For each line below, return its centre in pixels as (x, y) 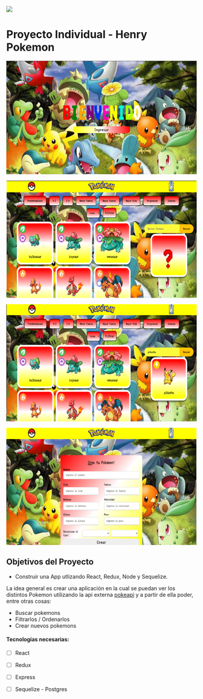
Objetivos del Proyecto (50, 562)
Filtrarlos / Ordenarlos (42, 619)
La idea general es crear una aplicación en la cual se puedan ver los (91, 588)
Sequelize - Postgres (41, 689)
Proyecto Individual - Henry (77, 35)
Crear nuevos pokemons (46, 625)
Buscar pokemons (37, 613)
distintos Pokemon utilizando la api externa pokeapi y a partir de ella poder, (100, 594)
